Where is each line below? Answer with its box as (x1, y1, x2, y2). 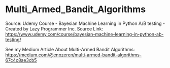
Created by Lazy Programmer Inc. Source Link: (5, 25, 104, 31)
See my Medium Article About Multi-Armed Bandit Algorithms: (5, 46, 135, 52)
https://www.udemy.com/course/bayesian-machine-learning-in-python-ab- (5, 31, 164, 37)
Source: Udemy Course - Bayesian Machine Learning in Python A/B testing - (5, 20, 165, 26)
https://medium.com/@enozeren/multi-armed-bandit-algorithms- (5, 52, 142, 58)
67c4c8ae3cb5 (5, 57, 37, 63)
